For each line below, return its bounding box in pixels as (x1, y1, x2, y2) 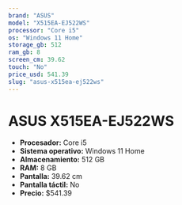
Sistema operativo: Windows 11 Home (19, 146, 145, 156)
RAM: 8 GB (19, 163, 57, 173)
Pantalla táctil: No (19, 180, 80, 190)
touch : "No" (8, 63, 47, 71)
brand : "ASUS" (8, 11, 55, 20)
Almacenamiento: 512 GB (19, 155, 105, 165)
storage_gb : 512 (8, 41, 62, 49)
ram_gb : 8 (8, 48, 41, 56)
